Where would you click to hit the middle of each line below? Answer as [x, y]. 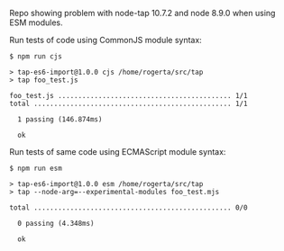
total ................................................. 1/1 [128, 103]
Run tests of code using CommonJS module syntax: [106, 40]
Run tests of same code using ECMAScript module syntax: [118, 152]
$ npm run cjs [36, 57]
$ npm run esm [36, 168]
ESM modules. [36, 22]
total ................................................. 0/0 [128, 208]
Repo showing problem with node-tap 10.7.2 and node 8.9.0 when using [142, 13]
